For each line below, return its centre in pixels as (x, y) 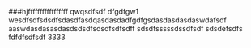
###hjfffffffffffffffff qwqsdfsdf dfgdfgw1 (74, 12)
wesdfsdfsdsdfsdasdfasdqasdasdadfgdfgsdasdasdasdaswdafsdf (117, 20)
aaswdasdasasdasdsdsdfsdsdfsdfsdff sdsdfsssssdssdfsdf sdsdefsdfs (125, 28)
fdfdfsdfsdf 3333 (37, 37)
